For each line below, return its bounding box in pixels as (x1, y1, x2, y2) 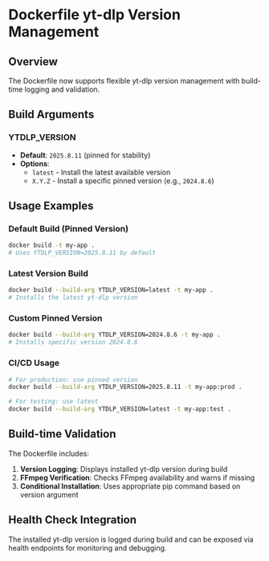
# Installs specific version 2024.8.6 (8, 338, 138, 346)
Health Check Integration (8, 513, 137, 527)
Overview (8, 55, 59, 68)
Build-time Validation (8, 428, 116, 441)
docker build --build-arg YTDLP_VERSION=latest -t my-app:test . (8, 405, 231, 413)
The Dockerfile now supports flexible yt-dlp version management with (8, 76, 240, 85)
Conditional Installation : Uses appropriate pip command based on (19, 481, 241, 491)
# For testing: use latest (8, 398, 99, 406)
